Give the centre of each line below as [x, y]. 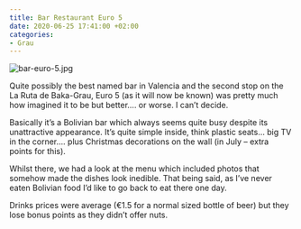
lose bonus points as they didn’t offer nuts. [89, 215]
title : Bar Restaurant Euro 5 [66, 18]
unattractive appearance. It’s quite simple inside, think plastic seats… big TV [150, 133]
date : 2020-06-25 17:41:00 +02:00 [74, 26]
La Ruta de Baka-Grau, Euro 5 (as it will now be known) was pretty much [144, 96]
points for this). [37, 151]
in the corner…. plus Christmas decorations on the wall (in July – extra [139, 142]
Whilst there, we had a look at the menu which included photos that [134, 169]
